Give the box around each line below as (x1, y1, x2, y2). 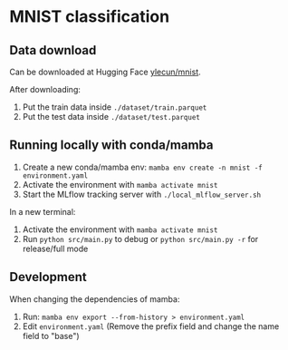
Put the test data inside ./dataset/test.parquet (22, 112, 201, 122)
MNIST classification (9, 6, 170, 27)
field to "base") (22, 330, 80, 341)
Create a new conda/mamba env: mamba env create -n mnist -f (22, 161, 263, 172)
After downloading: (9, 84, 82, 94)
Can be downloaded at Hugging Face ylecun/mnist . (9, 66, 201, 77)
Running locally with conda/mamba (9, 138, 214, 153)
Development (9, 269, 88, 285)
